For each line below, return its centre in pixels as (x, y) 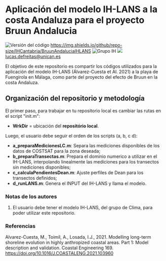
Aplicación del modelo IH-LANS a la (81, 9)
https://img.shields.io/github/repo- (86, 45)
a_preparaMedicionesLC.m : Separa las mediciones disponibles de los (86, 145)
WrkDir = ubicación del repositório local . (56, 126)
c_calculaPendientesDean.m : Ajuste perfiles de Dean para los (78, 172)
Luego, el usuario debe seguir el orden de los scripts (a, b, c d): (71, 136)
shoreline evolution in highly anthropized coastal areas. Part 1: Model (77, 243)
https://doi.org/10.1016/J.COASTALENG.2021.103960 (59, 253)
